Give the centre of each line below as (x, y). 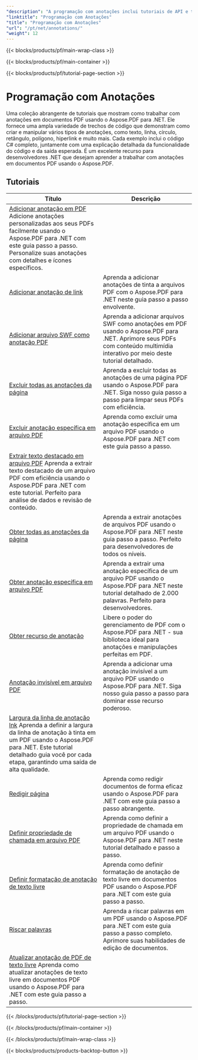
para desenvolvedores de (138, 547)
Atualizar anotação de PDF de (50, 957)
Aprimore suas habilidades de (144, 940)
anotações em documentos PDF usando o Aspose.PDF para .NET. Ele (90, 120)
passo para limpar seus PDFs (143, 400)
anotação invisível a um (135, 671)
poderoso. (117, 708)
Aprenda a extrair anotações (142, 517)
